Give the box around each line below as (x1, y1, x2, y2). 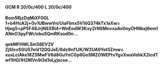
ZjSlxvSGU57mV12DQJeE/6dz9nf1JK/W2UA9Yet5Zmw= (5, 47, 124, 53)
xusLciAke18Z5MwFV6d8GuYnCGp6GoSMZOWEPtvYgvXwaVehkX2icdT (5, 52, 159, 58)
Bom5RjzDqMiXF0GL (5, 15, 49, 21)
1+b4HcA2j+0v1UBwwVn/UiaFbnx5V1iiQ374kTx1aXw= (5, 20, 121, 26)
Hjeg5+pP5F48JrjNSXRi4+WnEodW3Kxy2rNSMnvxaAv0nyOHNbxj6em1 (5, 25, 158, 32)
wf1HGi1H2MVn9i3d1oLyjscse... (5, 57, 73, 63)
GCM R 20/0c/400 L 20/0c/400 (5, 4, 72, 10)
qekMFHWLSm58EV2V (5, 41, 54, 47)
